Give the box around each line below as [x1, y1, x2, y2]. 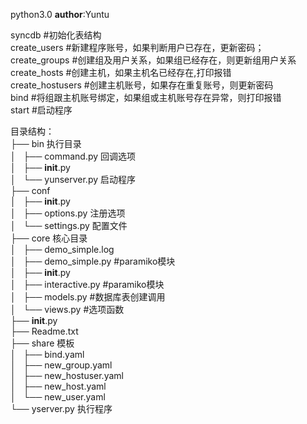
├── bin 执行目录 [10, 138, 82, 149]
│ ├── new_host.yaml [10, 380, 107, 392]
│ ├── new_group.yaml [10, 359, 113, 371]
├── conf [10, 185, 51, 196]
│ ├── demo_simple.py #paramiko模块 [10, 255, 176, 267]
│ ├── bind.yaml [10, 349, 85, 360]
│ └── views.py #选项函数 [10, 304, 125, 315]
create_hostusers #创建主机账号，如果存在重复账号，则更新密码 [10, 79, 274, 91]
